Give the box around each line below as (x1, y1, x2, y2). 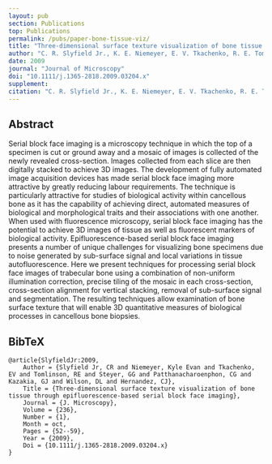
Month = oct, (23, 420, 67, 428)
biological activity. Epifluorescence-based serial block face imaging (8, 234, 235, 243)
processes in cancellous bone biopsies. (8, 311, 140, 321)
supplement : (8, 79, 49, 88)
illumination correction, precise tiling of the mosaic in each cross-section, (8, 277, 253, 286)
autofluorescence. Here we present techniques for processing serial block (8, 260, 257, 269)
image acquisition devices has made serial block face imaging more (8, 174, 235, 183)
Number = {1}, (23, 413, 70, 421)
